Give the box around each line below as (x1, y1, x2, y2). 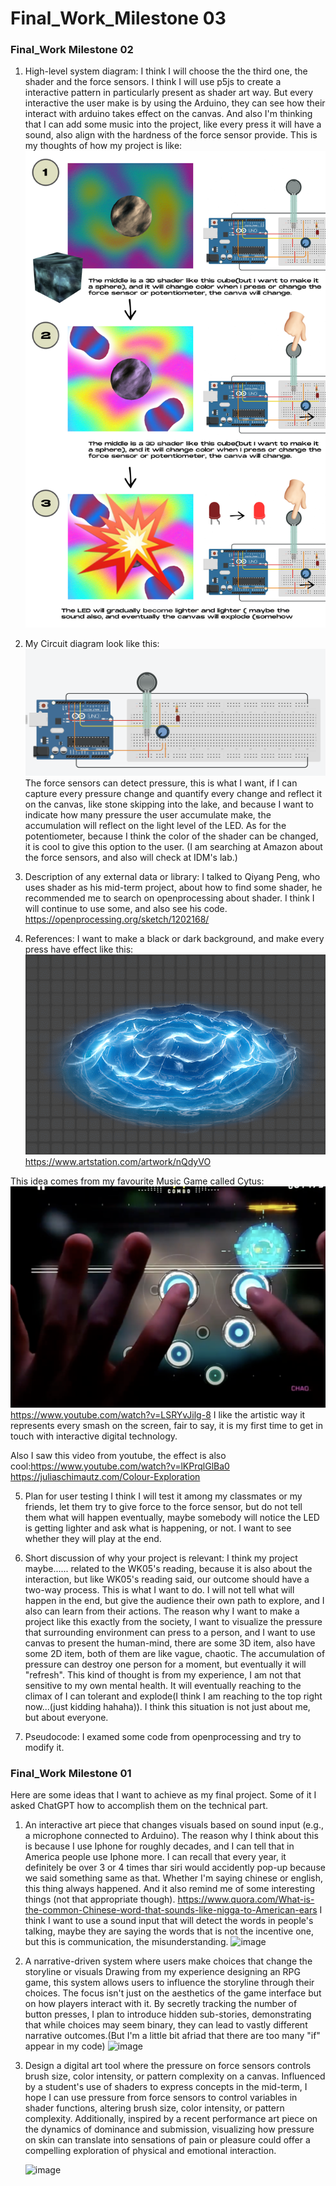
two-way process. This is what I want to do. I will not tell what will (24, 1583, 295, 1596)
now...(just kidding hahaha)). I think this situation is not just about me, (24, 1700, 311, 1712)
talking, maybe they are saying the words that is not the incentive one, (24, 1925, 314, 1937)
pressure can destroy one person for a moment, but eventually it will (24, 1658, 307, 1670)
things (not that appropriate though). (24, 1893, 176, 1906)
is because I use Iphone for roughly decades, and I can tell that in (24, 1840, 295, 1852)
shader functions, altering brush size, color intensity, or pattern (24, 2102, 285, 2114)
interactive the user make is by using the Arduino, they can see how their (24, 97, 326, 109)
